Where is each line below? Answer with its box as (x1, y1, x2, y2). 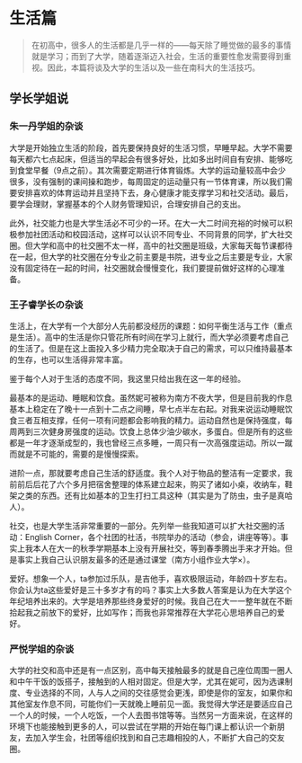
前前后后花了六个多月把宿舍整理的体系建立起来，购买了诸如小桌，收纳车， (9, 478, 285, 490)
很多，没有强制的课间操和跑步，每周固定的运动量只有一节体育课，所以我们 (9, 176, 285, 187)
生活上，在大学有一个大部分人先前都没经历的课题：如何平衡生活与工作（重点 (9, 320, 293, 331)
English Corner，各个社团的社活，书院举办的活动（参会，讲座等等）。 (24, 531, 281, 542)
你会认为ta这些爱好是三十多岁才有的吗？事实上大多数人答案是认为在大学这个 (9, 584, 292, 595)
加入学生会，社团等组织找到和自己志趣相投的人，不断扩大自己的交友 (32, 732, 285, 743)
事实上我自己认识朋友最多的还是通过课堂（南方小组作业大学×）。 (16, 554, 255, 564)
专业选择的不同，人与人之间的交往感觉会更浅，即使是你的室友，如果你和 (24, 688, 293, 698)
